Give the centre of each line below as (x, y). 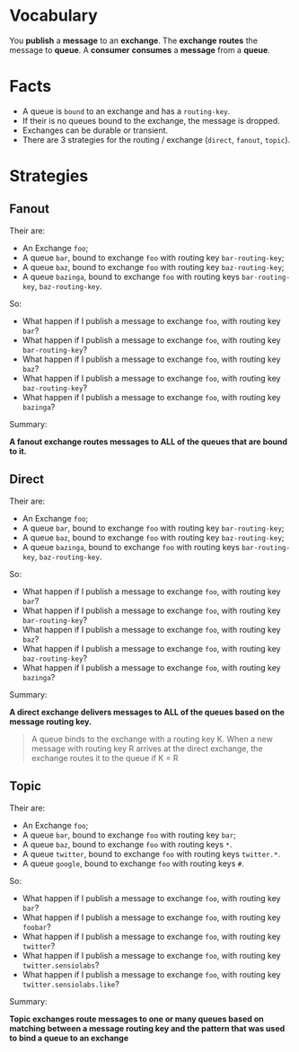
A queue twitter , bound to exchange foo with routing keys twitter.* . (151, 854)
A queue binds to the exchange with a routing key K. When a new (152, 739)
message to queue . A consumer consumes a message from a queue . (140, 49)
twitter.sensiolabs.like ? (70, 984)
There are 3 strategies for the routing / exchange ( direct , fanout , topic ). (156, 139)
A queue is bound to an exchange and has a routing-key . (126, 111)
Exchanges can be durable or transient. (95, 130)
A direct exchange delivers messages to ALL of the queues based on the (147, 712)
